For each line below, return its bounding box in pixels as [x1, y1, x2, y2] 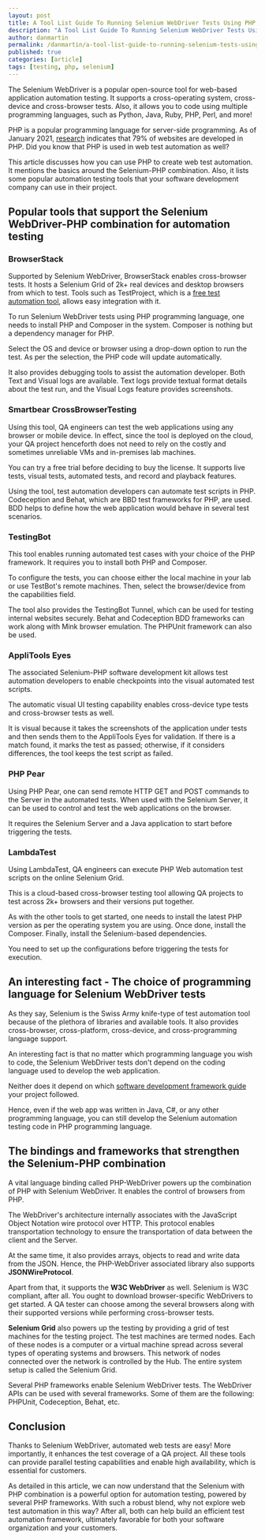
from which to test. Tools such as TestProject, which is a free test [8, 288, 221, 298]
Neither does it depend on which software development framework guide [8, 1081, 247, 1091]
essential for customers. [8, 1466, 87, 1475]
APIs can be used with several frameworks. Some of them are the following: [8, 1388, 255, 1398]
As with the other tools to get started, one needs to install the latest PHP [8, 911, 243, 921]
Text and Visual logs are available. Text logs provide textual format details [8, 376, 248, 385]
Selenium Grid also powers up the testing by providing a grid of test [8, 1323, 230, 1332]
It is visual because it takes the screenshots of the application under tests [8, 723, 248, 733]
